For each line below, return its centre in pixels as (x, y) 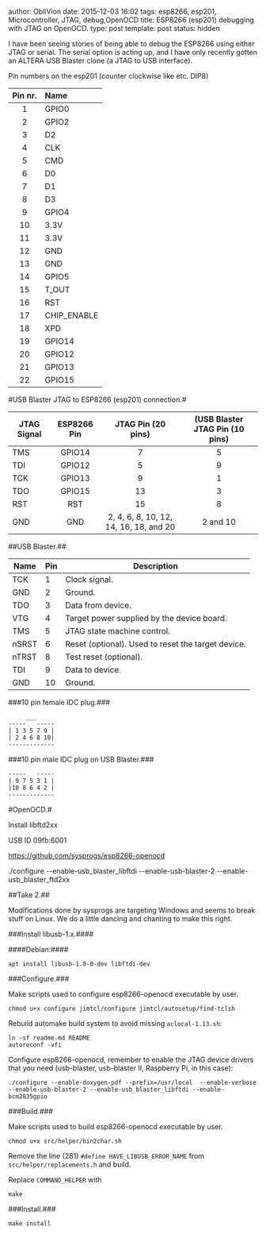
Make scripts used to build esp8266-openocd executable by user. (116, 1126)
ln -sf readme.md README (49, 1038)
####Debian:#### (38, 949)
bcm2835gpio (28, 1097)
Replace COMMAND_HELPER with (55, 1180)
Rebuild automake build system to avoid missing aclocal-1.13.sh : (115, 1023)
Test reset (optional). (104, 657)
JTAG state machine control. (118, 631)
